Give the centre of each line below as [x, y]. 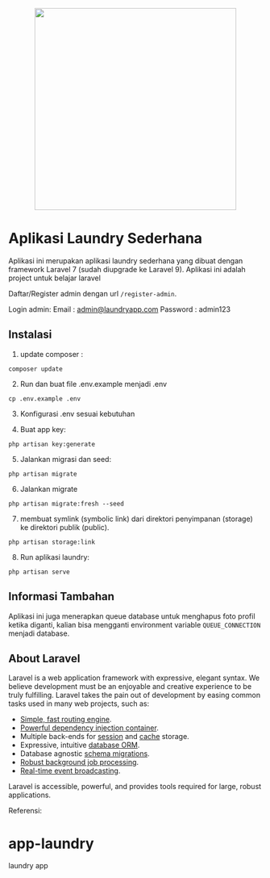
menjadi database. [39, 633]
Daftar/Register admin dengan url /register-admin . [93, 293]
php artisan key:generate [52, 444]
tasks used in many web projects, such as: [79, 704]
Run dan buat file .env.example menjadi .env [93, 384]
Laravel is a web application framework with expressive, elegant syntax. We [134, 678]
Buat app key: [43, 429]
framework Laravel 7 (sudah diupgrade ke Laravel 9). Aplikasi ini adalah [127, 269]
